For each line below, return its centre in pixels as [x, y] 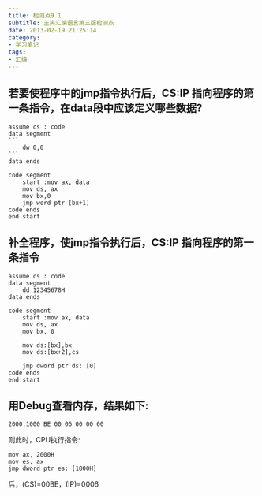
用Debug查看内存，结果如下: [79, 406]
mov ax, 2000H [32, 455]
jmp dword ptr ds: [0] [60, 366]
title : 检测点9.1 [35, 15]
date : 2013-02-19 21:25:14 [52, 30]
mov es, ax [26, 462]
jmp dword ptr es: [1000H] [52, 469]
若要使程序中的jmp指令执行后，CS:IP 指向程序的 [126, 93]
